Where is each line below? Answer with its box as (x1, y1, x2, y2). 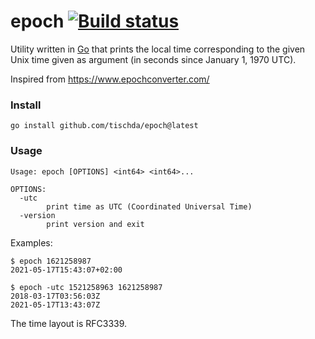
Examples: (10, 236, 53, 249)
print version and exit (46, 219, 145, 229)
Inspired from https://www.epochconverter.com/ (10, 73, 210, 85)
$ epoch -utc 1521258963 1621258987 (10, 282, 163, 292)
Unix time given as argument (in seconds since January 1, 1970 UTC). (10, 53, 297, 65)
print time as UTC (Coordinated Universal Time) (46, 201, 253, 212)
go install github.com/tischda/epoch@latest (10, 121, 199, 131)
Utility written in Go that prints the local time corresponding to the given (10, 43, 306, 55)
